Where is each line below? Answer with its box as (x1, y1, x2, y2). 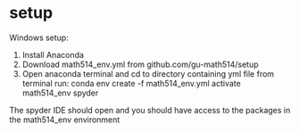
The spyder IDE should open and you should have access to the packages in (9, 104, 291, 115)
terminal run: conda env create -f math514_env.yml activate (21, 78, 241, 88)
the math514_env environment (9, 114, 120, 125)
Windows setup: (9, 32, 69, 43)
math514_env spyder (21, 87, 99, 98)
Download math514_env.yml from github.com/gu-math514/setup (21, 59, 259, 70)
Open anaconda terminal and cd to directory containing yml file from (21, 68, 275, 79)
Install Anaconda (21, 49, 85, 60)
